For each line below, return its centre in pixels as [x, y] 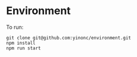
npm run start [24, 48]
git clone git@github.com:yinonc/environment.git [69, 38]
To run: [15, 27]
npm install [21, 43]
